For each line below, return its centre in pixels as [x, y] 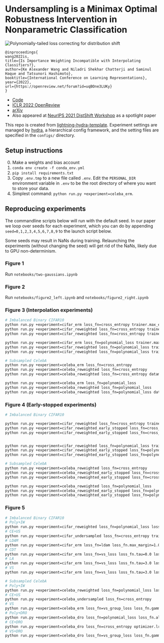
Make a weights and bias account [46, 162]
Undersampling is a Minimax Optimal [81, 9]
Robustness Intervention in [61, 19]
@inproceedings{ [21, 52]
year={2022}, [18, 82]
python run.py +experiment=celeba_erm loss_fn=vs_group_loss [69, 609]
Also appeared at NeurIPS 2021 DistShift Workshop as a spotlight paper [84, 115]
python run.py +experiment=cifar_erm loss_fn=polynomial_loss [70, 343]
